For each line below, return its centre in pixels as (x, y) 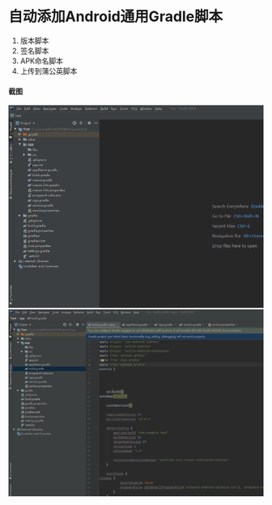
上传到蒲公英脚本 (49, 71)
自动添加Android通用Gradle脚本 (116, 17)
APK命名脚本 (41, 61)
